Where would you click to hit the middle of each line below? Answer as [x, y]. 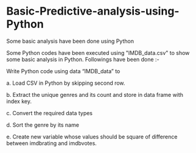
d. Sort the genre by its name [43, 125]
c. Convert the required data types [50, 113]
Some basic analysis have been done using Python [70, 41]
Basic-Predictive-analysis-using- [93, 11]
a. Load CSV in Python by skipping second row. [66, 83]
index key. [19, 101]
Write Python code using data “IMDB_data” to [63, 71]
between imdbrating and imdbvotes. [52, 143]
